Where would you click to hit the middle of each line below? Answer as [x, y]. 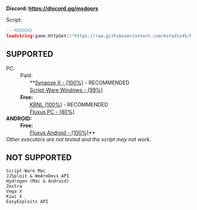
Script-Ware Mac [26, 171]
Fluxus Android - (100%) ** [62, 132]
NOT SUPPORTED [39, 157]
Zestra [14, 187]
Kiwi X [14, 197]
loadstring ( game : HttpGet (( [39, 36]
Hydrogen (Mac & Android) [38, 181]
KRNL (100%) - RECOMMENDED [69, 104]
